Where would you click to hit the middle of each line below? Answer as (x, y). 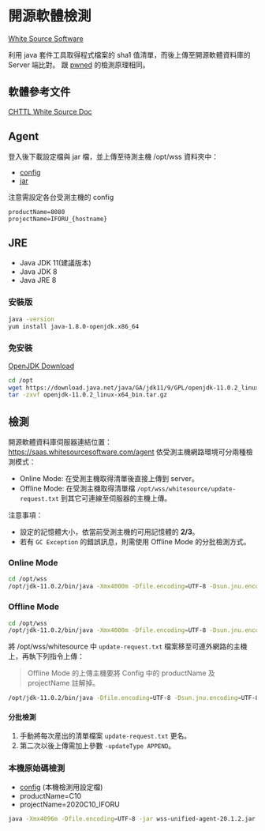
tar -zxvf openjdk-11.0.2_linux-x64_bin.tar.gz (88, 395)
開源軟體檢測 (50, 16)
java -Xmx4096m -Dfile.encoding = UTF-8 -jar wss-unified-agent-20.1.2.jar (132, 818)
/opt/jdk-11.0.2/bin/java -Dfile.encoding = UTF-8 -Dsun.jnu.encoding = (125, 698)
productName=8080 (37, 212)
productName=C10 (50, 795)
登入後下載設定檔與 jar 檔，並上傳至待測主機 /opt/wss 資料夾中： (114, 156)
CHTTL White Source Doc (50, 111)
